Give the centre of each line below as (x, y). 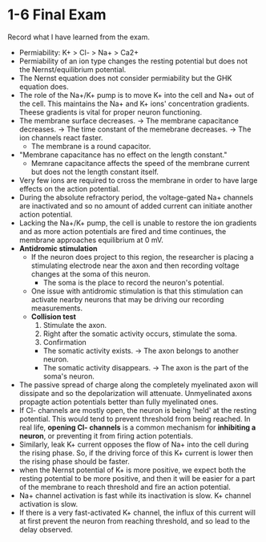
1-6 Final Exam (57, 15)
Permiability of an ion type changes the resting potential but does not (133, 61)
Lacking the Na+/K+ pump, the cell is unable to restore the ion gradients (138, 223)
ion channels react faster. (61, 137)
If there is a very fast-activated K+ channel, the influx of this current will (137, 512)
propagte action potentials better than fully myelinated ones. (119, 402)
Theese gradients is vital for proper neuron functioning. (110, 112)
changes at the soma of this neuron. (91, 273)
